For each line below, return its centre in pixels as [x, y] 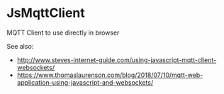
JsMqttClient [46, 13]
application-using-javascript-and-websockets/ [85, 82]
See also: [20, 46]
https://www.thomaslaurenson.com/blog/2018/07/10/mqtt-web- [110, 75]
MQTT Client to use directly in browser [63, 33]
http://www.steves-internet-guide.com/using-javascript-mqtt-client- [117, 60]
